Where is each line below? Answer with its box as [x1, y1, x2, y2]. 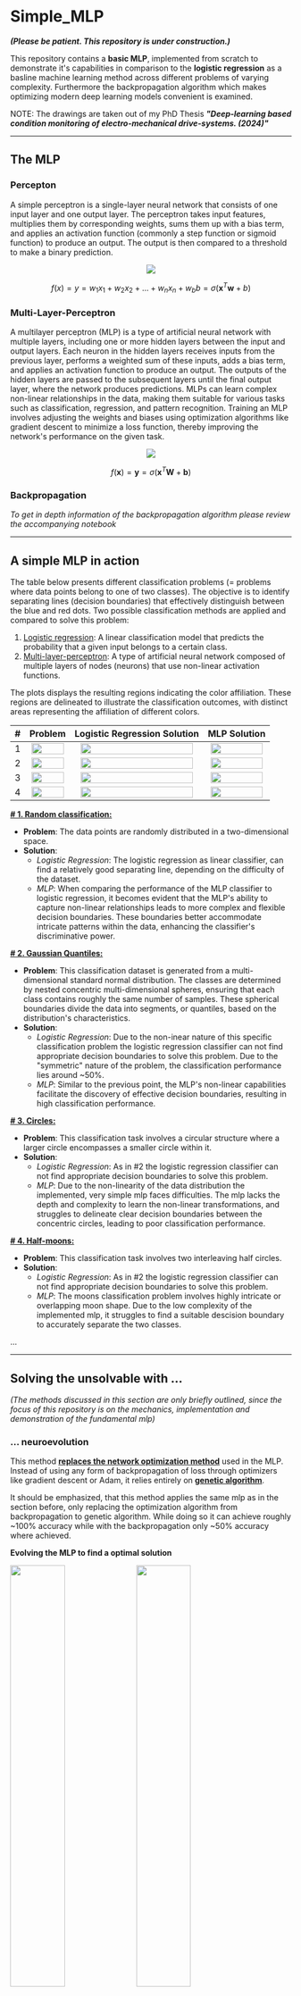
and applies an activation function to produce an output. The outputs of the [10, 364, 287, 376]
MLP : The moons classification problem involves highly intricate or [36, 1290, 282, 1301]
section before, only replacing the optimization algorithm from [10, 1502, 238, 1513]
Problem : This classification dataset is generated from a [22, 965, 230, 976]
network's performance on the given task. [10, 431, 165, 442]
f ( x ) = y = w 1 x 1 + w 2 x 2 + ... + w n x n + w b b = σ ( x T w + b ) [51, 280, 251, 296]
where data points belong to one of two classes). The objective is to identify [10, 587, 290, 597]
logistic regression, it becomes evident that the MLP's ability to [36, 893, 269, 904]
